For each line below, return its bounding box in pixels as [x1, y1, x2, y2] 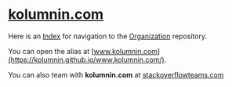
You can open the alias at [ [8, 46, 94, 56]
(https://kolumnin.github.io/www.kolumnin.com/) [8, 55, 165, 64]
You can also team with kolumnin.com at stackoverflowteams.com [8, 70, 224, 79]
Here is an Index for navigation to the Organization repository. [8, 31, 208, 41]
